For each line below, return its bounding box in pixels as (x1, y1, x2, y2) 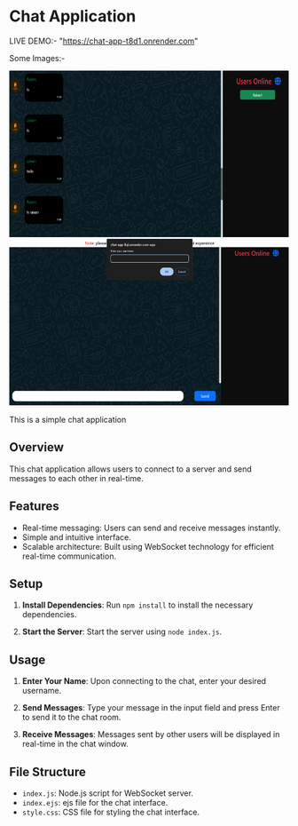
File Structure (9, 764, 86, 779)
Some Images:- (9, 52, 66, 63)
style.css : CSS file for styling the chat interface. (21, 806, 200, 817)
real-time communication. (21, 551, 117, 561)
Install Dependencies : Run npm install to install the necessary (21, 600, 254, 610)
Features (9, 499, 59, 514)
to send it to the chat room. (21, 712, 122, 723)
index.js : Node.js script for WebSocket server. (21, 788, 193, 798)
